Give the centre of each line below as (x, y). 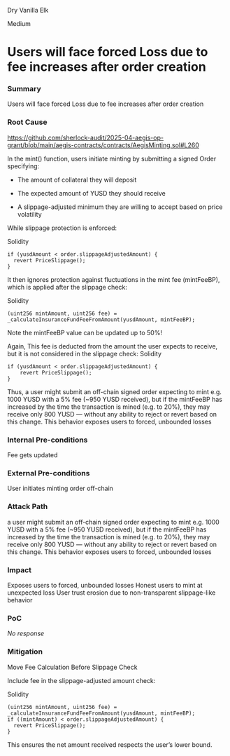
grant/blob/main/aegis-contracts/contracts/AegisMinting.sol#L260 (103, 145)
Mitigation (25, 652)
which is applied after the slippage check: (67, 287)
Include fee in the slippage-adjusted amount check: (81, 680)
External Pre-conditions (49, 473)
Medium (19, 23)
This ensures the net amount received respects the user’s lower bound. (110, 744)
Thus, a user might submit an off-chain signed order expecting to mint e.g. (115, 391)
